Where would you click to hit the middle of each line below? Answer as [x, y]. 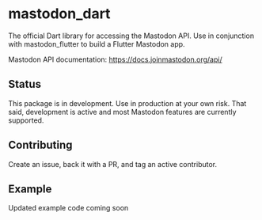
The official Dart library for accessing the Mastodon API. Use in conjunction [131, 36]
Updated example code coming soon [68, 208]
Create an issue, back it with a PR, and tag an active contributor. [113, 164]
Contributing [40, 145]
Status [25, 84]
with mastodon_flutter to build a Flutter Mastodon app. [97, 44]
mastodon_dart [59, 14]
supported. [26, 120]
